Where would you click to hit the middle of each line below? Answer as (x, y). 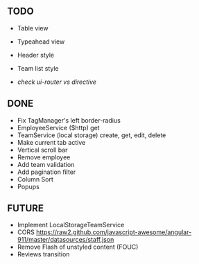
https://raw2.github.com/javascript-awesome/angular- (114, 232)
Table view (33, 28)
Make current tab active (51, 142)
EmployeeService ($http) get (58, 127)
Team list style (38, 68)
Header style (36, 55)
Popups (28, 186)
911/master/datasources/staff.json (66, 240)
